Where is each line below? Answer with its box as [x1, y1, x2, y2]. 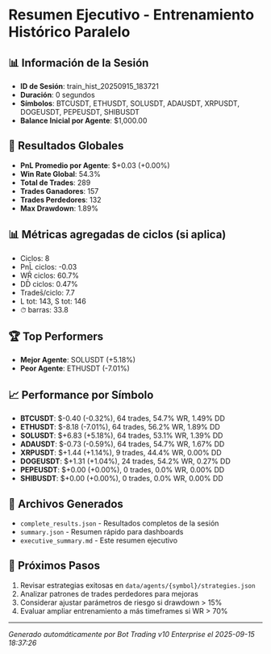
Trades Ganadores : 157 [19, 186, 99, 195]
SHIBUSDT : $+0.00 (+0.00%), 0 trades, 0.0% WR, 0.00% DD [19, 474, 223, 484]
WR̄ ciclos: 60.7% [19, 270, 79, 280]
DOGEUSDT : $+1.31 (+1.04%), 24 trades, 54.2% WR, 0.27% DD [19, 456, 231, 466]
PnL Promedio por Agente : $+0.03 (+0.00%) [19, 160, 171, 170]
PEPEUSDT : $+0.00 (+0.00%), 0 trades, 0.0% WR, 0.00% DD [19, 465, 225, 475]
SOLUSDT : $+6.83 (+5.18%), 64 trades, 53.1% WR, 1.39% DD [19, 430, 223, 441]
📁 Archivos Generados [8, 497, 123, 510]
